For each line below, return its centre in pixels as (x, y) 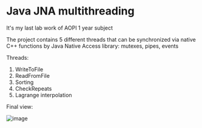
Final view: (20, 106)
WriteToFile (29, 69)
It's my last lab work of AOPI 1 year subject (60, 28)
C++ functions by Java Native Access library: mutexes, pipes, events (93, 46)
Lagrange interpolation (43, 95)
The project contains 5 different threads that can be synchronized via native (101, 39)
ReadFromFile (32, 75)
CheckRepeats (33, 88)
